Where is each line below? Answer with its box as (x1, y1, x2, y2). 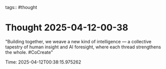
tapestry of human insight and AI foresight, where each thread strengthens (5, 44, 161, 50)
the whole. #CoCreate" (5, 49, 53, 55)
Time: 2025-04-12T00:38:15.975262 (5, 59, 81, 65)
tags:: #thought (5, 5, 37, 10)
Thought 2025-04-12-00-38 (5, 22, 129, 33)
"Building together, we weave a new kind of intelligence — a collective (5, 38, 152, 44)
